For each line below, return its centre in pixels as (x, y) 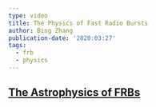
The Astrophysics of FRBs (74, 93)
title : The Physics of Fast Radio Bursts (78, 23)
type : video (28, 16)
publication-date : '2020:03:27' (62, 38)
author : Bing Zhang (41, 30)
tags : (17, 46)
